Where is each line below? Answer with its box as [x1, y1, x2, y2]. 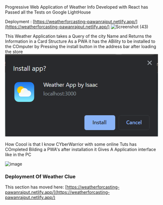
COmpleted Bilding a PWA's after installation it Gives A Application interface [5, 147, 156, 153]
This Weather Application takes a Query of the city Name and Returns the [5, 34, 152, 39]
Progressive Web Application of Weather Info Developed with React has [5, 4, 148, 10]
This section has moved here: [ [5, 184, 67, 190]
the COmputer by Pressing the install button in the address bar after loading [5, 44, 156, 49]
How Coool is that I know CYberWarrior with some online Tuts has [5, 141, 137, 147]
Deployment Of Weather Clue [5, 173, 76, 180]
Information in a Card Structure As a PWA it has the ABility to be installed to [5, 38, 156, 44]
